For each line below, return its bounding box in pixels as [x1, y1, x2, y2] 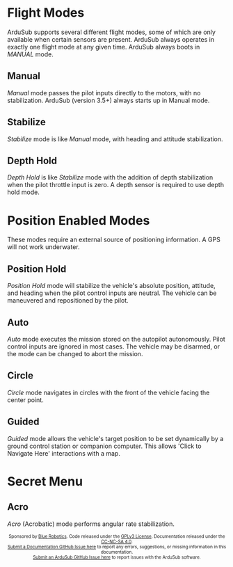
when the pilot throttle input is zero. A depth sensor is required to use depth [7, 181, 225, 189]
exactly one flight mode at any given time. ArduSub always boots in [7, 42, 200, 51]
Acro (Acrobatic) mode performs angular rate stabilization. [7, 520, 175, 528]
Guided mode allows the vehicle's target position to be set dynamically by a [7, 434, 224, 442]
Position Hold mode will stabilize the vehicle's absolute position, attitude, [7, 282, 216, 290]
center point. [7, 395, 44, 404]
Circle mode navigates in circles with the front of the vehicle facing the [7, 388, 210, 397]
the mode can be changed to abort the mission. [7, 349, 143, 358]
